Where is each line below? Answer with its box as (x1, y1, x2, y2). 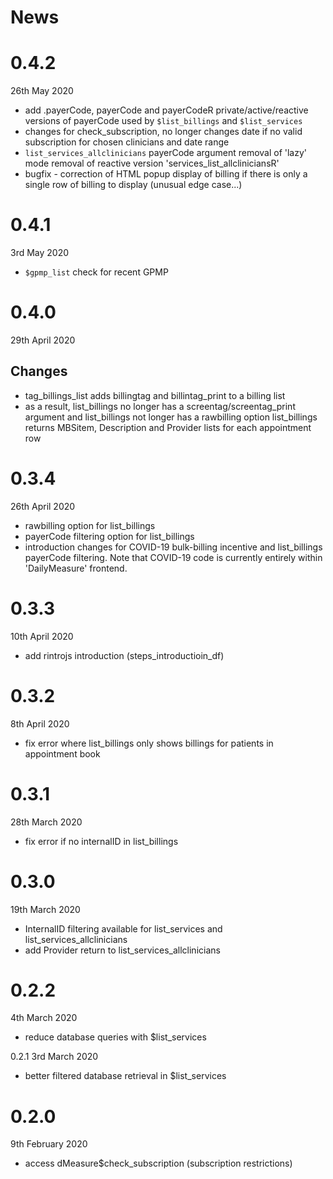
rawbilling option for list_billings (24, 519, 156, 531)
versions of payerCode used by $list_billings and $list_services (24, 115, 303, 127)
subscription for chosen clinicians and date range (24, 136, 230, 148)
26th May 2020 (10, 85, 74, 97)
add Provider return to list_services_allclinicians (24, 944, 221, 956)
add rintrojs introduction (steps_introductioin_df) (24, 649, 225, 661)
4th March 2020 (10, 1012, 78, 1024)
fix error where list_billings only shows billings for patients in (24, 737, 274, 749)
